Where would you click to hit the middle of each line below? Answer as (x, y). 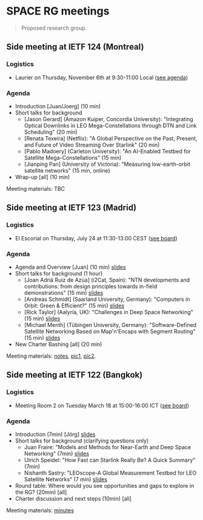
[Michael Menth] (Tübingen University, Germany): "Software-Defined (110, 324)
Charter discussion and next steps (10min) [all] (73, 498)
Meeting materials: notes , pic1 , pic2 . (51, 356)
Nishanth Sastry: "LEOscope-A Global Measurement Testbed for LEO (110, 473)
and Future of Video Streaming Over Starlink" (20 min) (92, 145)
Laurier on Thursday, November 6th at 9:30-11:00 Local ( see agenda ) (101, 77)
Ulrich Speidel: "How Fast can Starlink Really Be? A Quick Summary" (110, 460)
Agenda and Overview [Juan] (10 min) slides (70, 267)
